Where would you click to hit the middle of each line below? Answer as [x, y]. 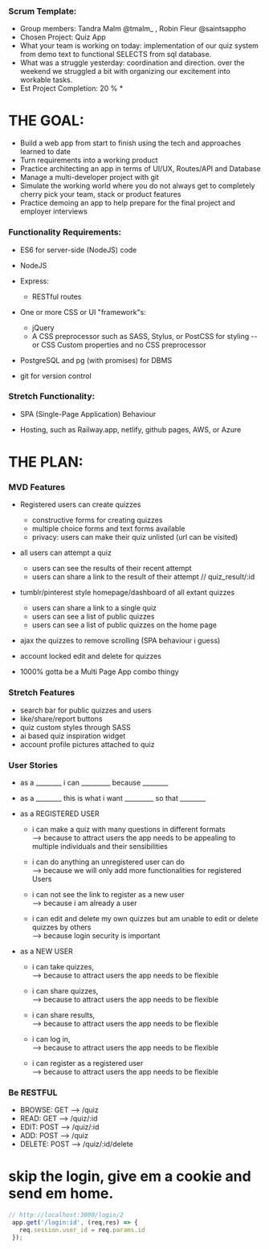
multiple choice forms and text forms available [108, 529]
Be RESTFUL [33, 1092]
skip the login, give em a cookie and [130, 1176]
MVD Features [37, 487]
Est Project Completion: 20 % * [71, 88]
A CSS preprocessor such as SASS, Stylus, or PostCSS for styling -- [145, 336]
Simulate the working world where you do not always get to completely [137, 186]
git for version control [56, 376]
